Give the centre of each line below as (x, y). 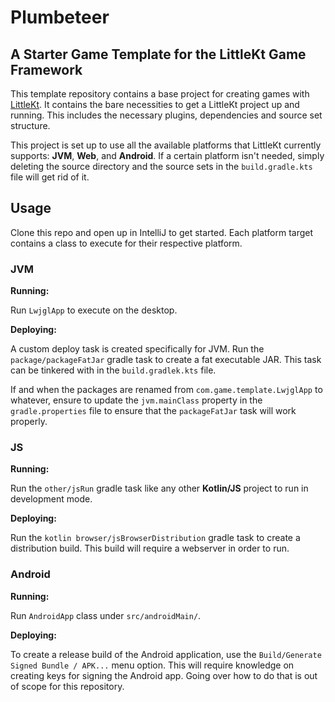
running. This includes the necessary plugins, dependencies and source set (166, 115)
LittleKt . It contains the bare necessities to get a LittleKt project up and (155, 104)
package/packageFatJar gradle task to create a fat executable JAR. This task (166, 360)
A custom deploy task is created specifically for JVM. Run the (137, 349)
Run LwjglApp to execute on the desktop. (94, 310)
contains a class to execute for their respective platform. (126, 243)
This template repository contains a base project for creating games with (160, 94)
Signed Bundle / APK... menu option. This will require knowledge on (152, 665)
